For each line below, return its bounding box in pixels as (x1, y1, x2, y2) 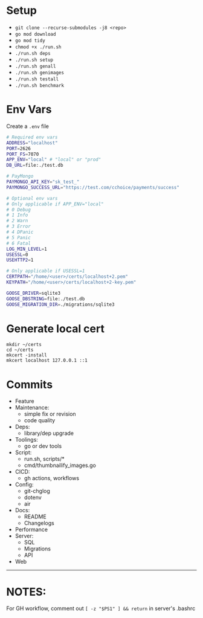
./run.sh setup (14, 57, 54, 63)
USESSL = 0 (6, 251, 28, 257)
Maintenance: (14, 404, 50, 411)
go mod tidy (14, 37, 45, 43)
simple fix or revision (24, 410, 77, 417)
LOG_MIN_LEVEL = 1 (6, 246, 47, 252)
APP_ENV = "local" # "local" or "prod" (6, 156, 101, 163)
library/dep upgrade (24, 430, 74, 437)
